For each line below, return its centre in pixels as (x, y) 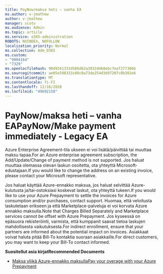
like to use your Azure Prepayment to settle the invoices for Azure (71, 195)
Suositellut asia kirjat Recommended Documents (55, 252)
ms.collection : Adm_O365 (30, 50)
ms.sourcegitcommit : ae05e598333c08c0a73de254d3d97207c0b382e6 (71, 73)
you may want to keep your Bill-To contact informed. (58, 242)
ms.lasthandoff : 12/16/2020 (34, 87)
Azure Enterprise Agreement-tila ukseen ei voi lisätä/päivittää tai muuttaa (78, 150)
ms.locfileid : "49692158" (31, 91)
